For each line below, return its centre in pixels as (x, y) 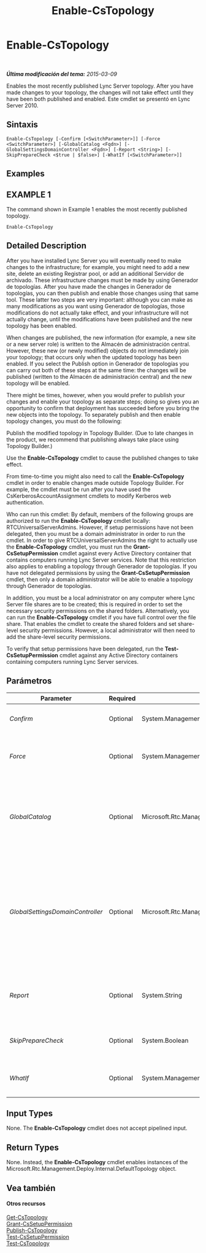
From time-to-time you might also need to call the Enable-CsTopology (95, 476)
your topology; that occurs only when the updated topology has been (94, 357)
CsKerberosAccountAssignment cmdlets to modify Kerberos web (89, 496)
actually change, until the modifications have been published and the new (99, 319)
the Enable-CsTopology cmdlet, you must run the (69, 547)
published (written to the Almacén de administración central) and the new (99, 376)
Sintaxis (22, 125)
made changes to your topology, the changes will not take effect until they (100, 92)
